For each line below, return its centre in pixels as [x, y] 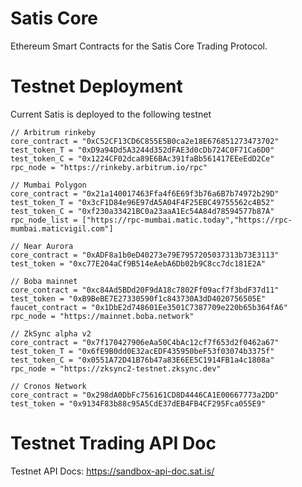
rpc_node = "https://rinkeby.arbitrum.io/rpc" [109, 167]
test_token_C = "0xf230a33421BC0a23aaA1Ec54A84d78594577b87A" [142, 211]
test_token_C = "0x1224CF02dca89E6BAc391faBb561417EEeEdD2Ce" [142, 158]
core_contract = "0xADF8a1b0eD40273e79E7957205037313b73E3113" [145, 255]
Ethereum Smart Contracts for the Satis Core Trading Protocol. [139, 46]
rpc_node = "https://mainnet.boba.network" [102, 316]
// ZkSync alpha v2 [51, 333]
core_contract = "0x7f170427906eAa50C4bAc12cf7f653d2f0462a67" [145, 342]
